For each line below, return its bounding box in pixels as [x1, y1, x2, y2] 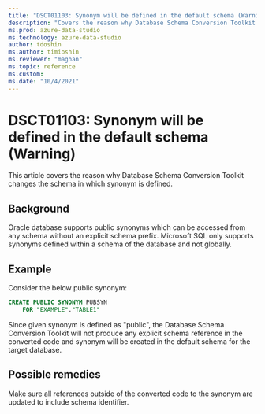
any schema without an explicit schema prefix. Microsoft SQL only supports [8, 231, 254, 241]
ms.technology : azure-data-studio [8, 33, 122, 42]
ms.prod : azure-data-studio [8, 26, 101, 34]
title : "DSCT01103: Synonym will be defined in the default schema [8, 11, 235, 20]
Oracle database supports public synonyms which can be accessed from [8, 223, 246, 232]
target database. [8, 345, 62, 354]
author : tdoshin [8, 41, 62, 49]
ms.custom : [8, 70, 44, 78]
